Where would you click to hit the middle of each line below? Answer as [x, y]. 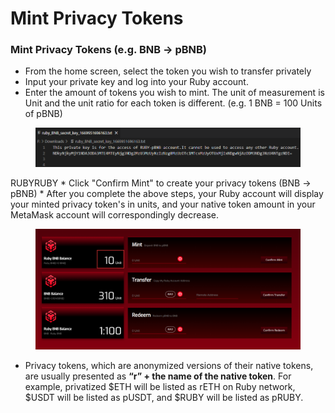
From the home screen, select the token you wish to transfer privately [168, 71]
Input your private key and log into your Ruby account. [136, 82]
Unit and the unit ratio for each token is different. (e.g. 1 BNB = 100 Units [173, 103]
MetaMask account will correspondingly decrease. [115, 214]
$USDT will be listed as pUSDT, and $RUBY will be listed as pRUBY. [164, 398]
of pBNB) [43, 114]
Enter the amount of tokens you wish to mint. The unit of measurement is [174, 93]
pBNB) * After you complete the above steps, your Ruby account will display [167, 193]
